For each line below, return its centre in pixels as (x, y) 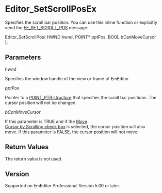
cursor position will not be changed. (41, 103)
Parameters (23, 58)
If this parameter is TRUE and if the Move (46, 121)
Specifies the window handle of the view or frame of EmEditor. (67, 78)
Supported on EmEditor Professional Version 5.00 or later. (63, 186)
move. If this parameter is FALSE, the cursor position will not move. (72, 132)
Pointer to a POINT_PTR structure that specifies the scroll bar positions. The (81, 97)
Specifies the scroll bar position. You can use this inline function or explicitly (81, 22)
